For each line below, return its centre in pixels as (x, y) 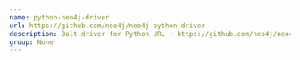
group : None (31, 42)
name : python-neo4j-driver (59, 17)
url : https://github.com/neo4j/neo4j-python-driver (107, 26)
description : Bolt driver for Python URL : (92, 34)
